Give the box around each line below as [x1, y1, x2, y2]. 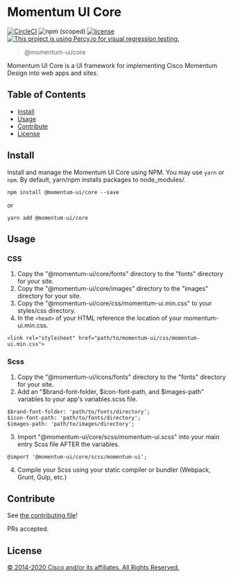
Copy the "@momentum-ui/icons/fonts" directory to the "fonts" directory [17, 373, 227, 381]
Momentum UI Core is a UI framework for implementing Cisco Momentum [7, 61, 218, 69]
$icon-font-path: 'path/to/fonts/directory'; [7, 414, 141, 421]
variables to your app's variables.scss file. [17, 395, 138, 403]
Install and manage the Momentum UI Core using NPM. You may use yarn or [7, 168, 225, 176]
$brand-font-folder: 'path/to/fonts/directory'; [7, 408, 150, 415]
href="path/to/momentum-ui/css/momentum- [78, 334, 200, 342]
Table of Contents [7, 89, 87, 101]
